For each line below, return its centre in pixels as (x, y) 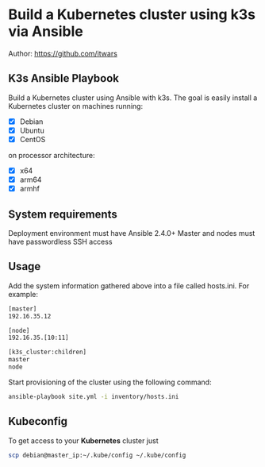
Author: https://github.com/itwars (63, 53)
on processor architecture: (52, 155)
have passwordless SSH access (60, 241)
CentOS (33, 139)
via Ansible (46, 31)
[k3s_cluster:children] (48, 352)
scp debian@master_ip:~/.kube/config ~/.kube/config (97, 455)
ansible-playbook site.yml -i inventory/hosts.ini (94, 396)
